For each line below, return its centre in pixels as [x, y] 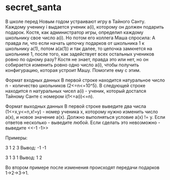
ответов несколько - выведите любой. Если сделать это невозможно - [83, 122]
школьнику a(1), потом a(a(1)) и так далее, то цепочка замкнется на [79, 48]
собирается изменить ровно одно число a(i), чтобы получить [72, 65]
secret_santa [33, 7]
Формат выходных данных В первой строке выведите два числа [76, 106]
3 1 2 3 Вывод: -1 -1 [26, 147]
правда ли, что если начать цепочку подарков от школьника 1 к [75, 43]
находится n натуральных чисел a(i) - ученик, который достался [76, 91]
